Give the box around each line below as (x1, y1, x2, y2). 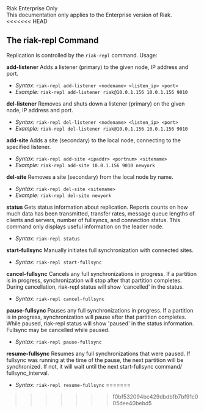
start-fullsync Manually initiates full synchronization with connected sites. (6, 246, 194, 254)
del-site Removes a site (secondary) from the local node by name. (6, 173, 174, 181)
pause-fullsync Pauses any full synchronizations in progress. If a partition (6, 306, 194, 314)
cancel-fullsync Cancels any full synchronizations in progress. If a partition (6, 270, 197, 277)
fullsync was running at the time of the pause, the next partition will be (6, 356, 184, 364)
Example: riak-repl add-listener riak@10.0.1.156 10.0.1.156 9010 (15, 88, 188, 95)
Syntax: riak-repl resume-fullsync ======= (15, 381, 131, 388)
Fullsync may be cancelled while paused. (6, 326, 110, 333)
